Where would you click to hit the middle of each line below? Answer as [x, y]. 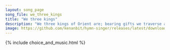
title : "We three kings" [31, 19]
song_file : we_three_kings [34, 14]
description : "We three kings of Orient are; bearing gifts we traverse [83, 24]
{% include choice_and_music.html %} [46, 42]
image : [12, 28]
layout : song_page [25, 10]
